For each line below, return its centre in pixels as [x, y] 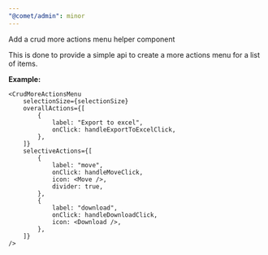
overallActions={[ [54, 108]
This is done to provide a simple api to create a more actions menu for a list [134, 54]
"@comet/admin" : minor [47, 16]
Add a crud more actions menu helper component [92, 39]
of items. [23, 63]
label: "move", [78, 165]
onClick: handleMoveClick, [97, 172]
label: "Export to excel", [97, 123]
